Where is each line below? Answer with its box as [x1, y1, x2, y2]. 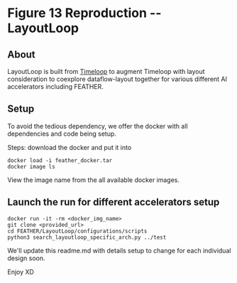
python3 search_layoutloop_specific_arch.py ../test [7, 233, 167, 241]
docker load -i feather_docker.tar [7, 156, 113, 164]
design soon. [7, 254, 45, 262]
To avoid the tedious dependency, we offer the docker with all [7, 122, 188, 130]
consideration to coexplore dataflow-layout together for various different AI [7, 75, 228, 83]
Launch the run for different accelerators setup [7, 196, 220, 208]
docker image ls [7, 163, 55, 170]
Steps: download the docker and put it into [7, 143, 132, 151]
